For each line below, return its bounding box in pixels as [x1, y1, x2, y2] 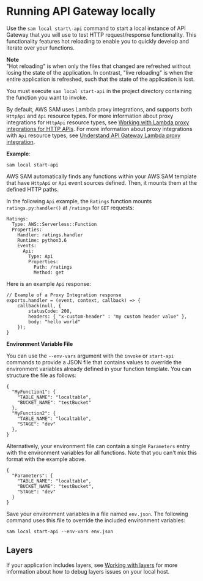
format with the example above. [6, 455, 86, 463]
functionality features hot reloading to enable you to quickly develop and [6, 37, 190, 45]
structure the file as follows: [6, 372, 76, 379]
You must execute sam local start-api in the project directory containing [6, 87, 192, 94]
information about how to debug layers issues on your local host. [6, 568, 170, 575]
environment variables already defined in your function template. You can [6, 365, 191, 372]
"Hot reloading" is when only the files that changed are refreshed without [6, 62, 191, 70]
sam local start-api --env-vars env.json [6, 528, 114, 534]
